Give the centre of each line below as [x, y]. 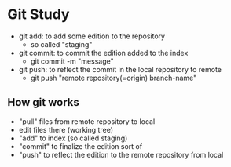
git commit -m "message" [72, 61]
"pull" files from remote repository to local [87, 121]
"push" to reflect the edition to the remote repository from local [121, 154]
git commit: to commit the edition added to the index [103, 53]
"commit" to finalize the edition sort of [81, 146]
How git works [43, 102]
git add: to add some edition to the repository [92, 36]
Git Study [38, 15]
